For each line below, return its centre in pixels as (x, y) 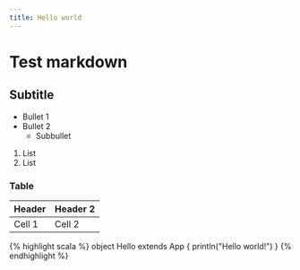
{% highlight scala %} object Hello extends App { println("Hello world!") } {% (150, 246)
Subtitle (32, 95)
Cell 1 (26, 223)
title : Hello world (46, 17)
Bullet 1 (35, 117)
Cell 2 (67, 223)
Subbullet (53, 135)
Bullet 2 (36, 126)
